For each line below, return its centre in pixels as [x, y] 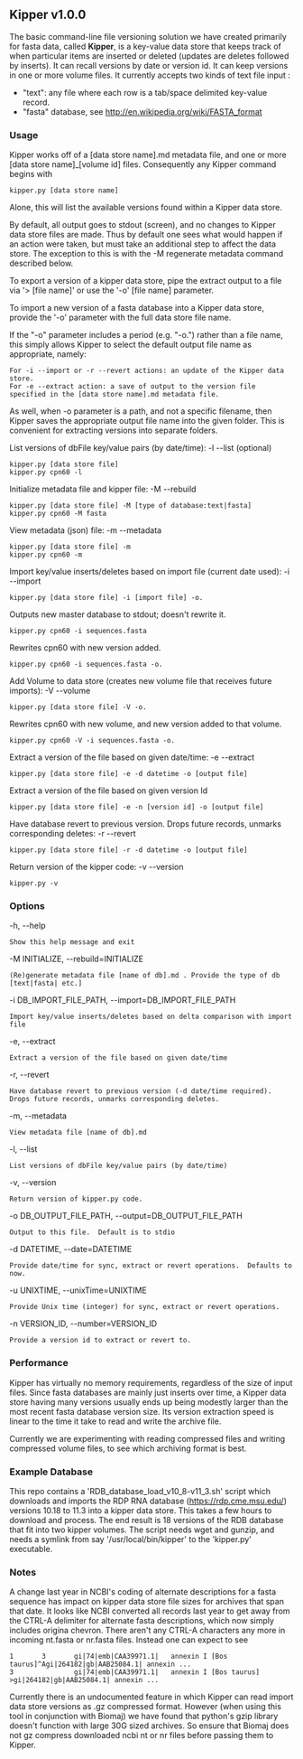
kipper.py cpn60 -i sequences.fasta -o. [87, 664]
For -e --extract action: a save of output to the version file [133, 387]
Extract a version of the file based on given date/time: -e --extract [132, 757]
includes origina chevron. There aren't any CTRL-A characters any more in [147, 1631]
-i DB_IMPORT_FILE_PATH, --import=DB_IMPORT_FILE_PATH [123, 1000]
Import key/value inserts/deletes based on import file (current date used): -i [150, 572]
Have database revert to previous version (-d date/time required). [141, 1091]
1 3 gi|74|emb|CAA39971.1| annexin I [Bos [119, 1657]
